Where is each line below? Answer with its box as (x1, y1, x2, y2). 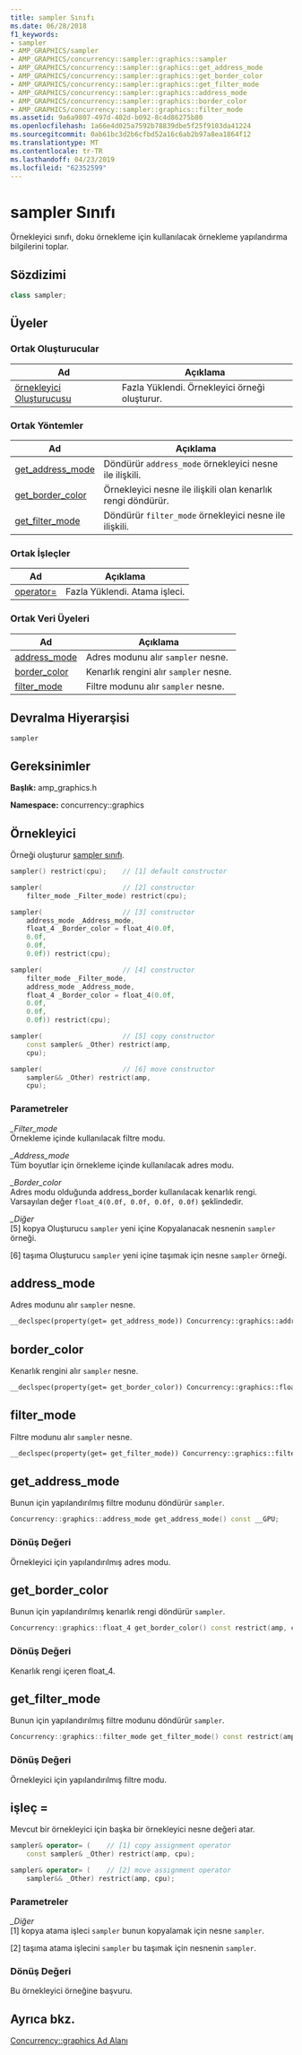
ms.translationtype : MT (10, 138, 99, 147)
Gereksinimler (10, 758, 91, 774)
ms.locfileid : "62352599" (10, 163, 107, 172)
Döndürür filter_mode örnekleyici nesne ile (103, 509, 286, 521)
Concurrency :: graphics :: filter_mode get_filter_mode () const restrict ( (10, 1733, 283, 1742)
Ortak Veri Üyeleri (10, 612, 91, 625)
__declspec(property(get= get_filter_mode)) (10, 1448, 179, 1458)
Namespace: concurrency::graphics (10, 800, 144, 810)
